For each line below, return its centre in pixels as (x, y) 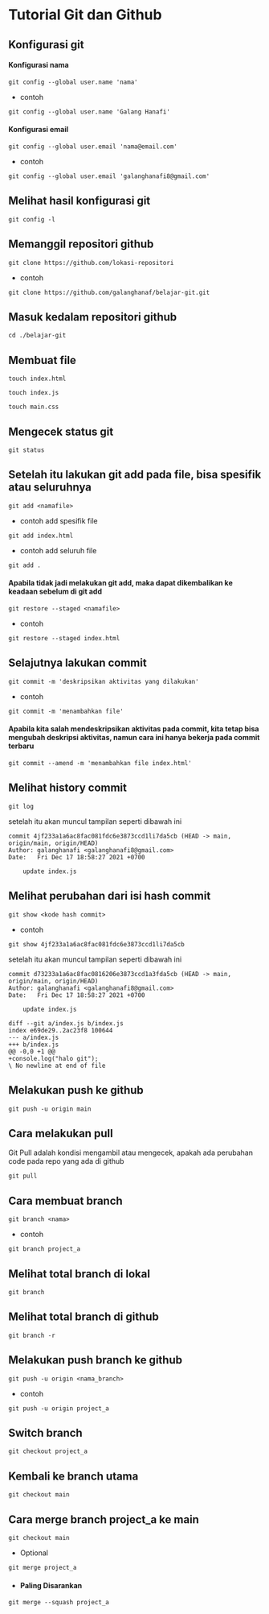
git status (26, 450)
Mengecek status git (61, 431)
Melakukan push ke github (76, 1090)
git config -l (32, 219)
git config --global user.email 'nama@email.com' (93, 147)
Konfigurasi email (39, 130)
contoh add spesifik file (59, 520)
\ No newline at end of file (57, 1066)
